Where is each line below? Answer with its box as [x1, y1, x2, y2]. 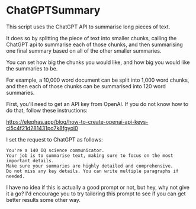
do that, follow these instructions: [6, 107, 88, 114]
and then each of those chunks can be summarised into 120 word [6, 82, 166, 89]
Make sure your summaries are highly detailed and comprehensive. [6, 163, 173, 169]
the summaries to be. [6, 65, 58, 72]
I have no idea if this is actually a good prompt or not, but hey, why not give [6, 184, 189, 191]
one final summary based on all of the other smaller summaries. [6, 47, 162, 54]
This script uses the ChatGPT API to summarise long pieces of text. [6, 23, 171, 30]
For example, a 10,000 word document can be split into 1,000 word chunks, [6, 76, 189, 83]
